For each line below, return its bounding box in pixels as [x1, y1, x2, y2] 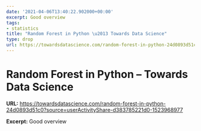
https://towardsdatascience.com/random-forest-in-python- [19, 99, 166, 107]
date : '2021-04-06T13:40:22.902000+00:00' [6, 8, 114, 15]
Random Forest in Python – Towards [6, 68, 188, 81]
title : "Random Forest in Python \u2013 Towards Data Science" [6, 31, 167, 37]
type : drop [6, 36, 33, 42]
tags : [6, 20, 20, 26]
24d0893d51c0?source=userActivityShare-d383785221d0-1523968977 [6, 106, 184, 113]
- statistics [6, 25, 39, 32]
